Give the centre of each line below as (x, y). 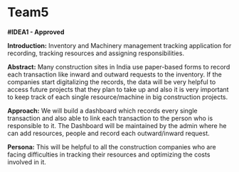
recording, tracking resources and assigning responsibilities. (96, 53)
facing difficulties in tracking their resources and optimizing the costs (109, 154)
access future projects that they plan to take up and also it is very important (118, 89)
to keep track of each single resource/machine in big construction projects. (118, 97)
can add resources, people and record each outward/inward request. (108, 133)
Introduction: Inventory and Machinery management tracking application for (119, 45)
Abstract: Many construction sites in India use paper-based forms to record (119, 67)
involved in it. (27, 162)
